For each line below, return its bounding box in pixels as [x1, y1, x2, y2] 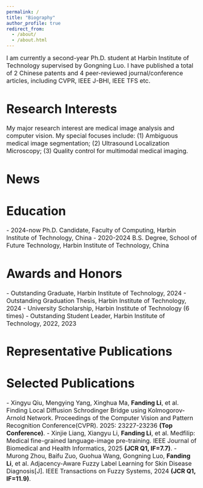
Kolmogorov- [147, 406, 185, 415]
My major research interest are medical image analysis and [6, 124, 175, 132]
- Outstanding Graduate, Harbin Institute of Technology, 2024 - [6, 289, 187, 297]
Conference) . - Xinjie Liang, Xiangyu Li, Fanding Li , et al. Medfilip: [6, 429, 196, 437]
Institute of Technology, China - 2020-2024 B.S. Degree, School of [6, 234, 197, 242]
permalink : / [6, 8, 39, 15]
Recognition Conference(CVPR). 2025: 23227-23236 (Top [6, 421, 173, 430]
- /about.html [12, 37, 47, 43]
